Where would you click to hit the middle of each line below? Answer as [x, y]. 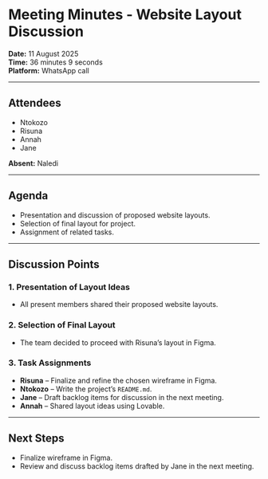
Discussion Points [54, 264]
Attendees [35, 103]
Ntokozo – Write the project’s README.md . [86, 389]
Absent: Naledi [33, 163]
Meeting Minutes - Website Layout [125, 15]
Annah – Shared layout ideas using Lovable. [92, 406]
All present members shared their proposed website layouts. [119, 304]
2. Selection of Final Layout [62, 325]
